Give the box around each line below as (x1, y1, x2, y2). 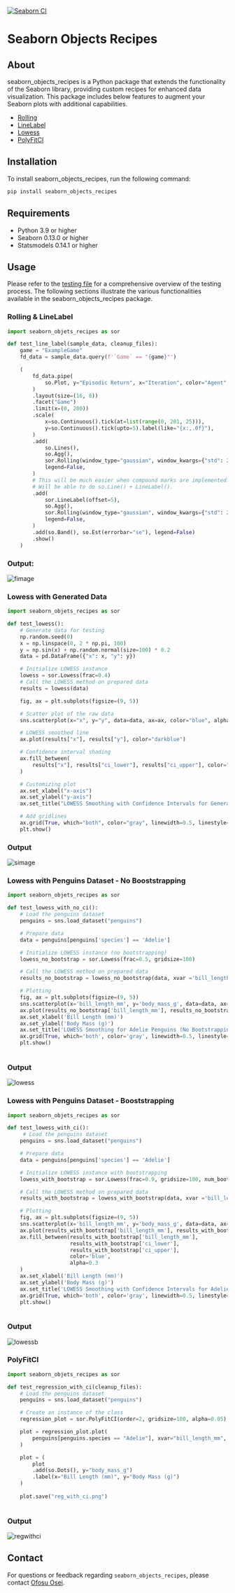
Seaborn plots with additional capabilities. (7, 100, 128, 108)
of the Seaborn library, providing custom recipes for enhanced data (7, 85, 201, 93)
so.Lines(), (44, 444, 80, 451)
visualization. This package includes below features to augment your (7, 92, 206, 101)
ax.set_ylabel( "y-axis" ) (20, 794, 92, 801)
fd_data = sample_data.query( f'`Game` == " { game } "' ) (20, 353, 177, 360)
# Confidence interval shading (20, 749, 111, 756)
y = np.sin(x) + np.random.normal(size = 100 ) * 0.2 (20, 646, 171, 654)
